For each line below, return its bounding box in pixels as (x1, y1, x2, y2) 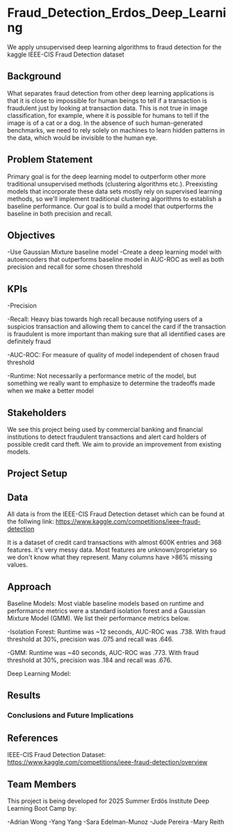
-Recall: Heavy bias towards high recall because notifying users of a (7, 315, 203, 324)
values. (7, 560, 28, 569)
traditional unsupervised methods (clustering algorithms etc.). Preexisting (7, 179, 218, 188)
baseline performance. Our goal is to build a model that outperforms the (7, 202, 214, 210)
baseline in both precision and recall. (7, 209, 113, 218)
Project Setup (7, 467, 68, 479)
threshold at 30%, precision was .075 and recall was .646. (7, 635, 174, 643)
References (7, 732, 58, 744)
